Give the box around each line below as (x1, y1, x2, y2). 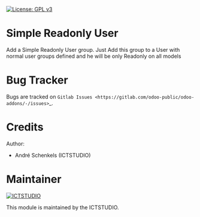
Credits (6, 120, 44, 134)
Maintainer (6, 173, 62, 186)
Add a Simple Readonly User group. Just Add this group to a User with (6, 46, 180, 53)
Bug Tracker (6, 73, 68, 87)
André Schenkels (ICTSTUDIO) (14, 151, 91, 159)
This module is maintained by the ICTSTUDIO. (6, 203, 119, 211)
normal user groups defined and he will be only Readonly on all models (6, 52, 181, 60)
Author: (6, 140, 25, 147)
